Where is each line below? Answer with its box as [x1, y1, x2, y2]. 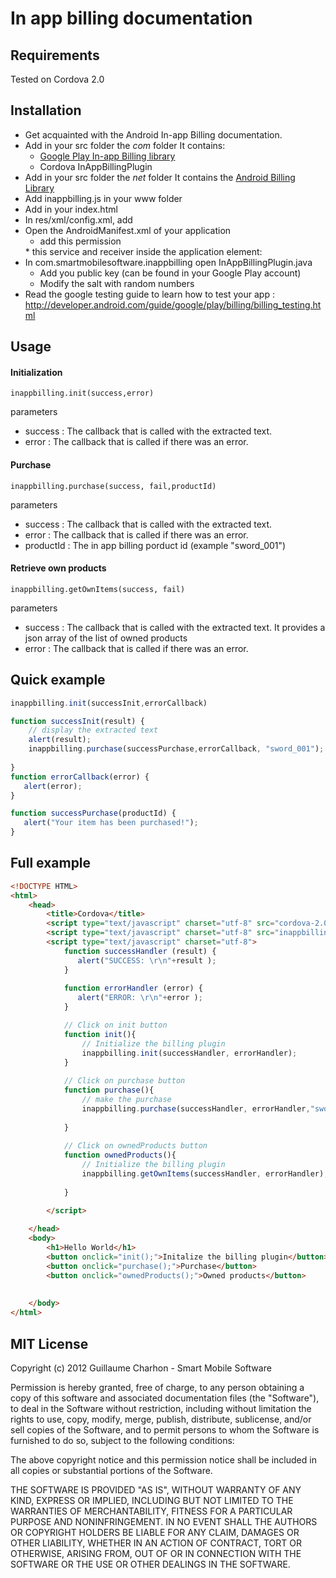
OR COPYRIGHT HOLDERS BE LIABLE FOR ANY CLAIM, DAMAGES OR [10, 1527, 300, 1538]
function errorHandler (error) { [63, 983, 203, 994]
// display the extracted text [28, 725, 159, 736]
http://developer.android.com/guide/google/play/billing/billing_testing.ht [24, 298, 322, 311]
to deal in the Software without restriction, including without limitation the [10, 1403, 312, 1414]
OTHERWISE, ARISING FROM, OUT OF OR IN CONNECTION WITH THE [10, 1548, 302, 1559]
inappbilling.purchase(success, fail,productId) [10, 481, 217, 491]
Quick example [10, 672, 106, 689]
